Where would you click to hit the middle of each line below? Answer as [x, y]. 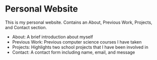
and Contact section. [26, 27]
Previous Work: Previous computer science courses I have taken [77, 42]
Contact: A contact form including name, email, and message [74, 52]
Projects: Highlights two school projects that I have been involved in [80, 47]
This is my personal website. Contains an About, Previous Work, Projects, [79, 22]
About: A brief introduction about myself [53, 37]
